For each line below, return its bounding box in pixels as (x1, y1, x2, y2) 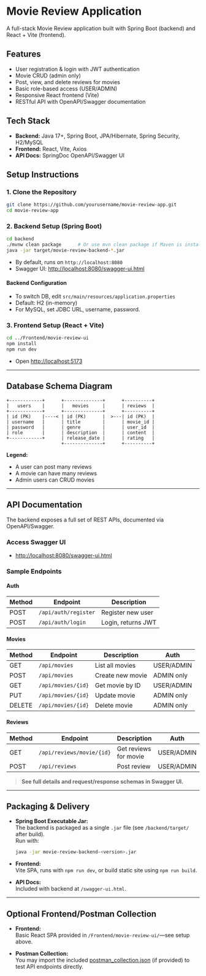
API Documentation (6, 499, 83, 510)
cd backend (6, 236, 34, 242)
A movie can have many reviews (15, 469, 97, 477)
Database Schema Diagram (6, 381, 113, 391)
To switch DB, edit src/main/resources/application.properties (15, 293, 176, 300)
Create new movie (94, 671, 148, 680)
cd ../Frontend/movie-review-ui (6, 335, 89, 342)
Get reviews (116, 744, 151, 753)
